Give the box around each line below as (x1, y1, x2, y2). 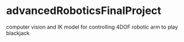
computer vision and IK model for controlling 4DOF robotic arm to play (6, 23, 178, 30)
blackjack (6, 29, 30, 36)
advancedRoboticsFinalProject (6, 4, 161, 17)
